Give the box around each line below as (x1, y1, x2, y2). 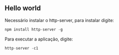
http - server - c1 (4, 45, 38, 50)
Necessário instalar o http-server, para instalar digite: (4, 17, 114, 23)
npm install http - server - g (4, 27, 63, 32)
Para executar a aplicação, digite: (4, 36, 73, 42)
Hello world (4, 4, 41, 12)
